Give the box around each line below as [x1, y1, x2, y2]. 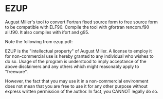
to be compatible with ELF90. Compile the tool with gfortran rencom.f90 [5, 24, 149, 30]
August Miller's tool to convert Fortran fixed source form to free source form [5, 19, 158, 25]
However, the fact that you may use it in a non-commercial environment [5, 78, 148, 84]
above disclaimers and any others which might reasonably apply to [5, 64, 140, 69]
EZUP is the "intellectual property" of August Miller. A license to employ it [5, 48, 152, 54]
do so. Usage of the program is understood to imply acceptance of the [5, 58, 147, 64]
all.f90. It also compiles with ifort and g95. [5, 29, 90, 35]
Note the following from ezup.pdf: [5, 38, 73, 44]
